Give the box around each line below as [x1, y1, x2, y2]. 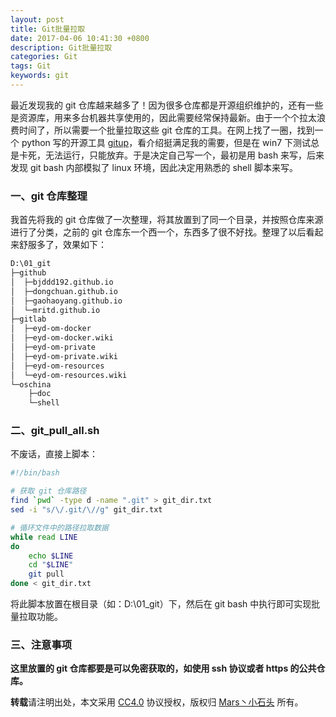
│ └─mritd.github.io [10, 305, 101, 315]
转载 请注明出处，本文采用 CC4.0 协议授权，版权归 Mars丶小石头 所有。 [10, 696, 304, 708]
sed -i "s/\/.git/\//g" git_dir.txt [10, 505, 163, 515]
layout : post [10, 14, 65, 25]
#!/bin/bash [10, 468, 60, 478]
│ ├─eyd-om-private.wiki [10, 351, 118, 361]
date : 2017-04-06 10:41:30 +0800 [10, 33, 150, 43]
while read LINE [10, 532, 78, 542]
